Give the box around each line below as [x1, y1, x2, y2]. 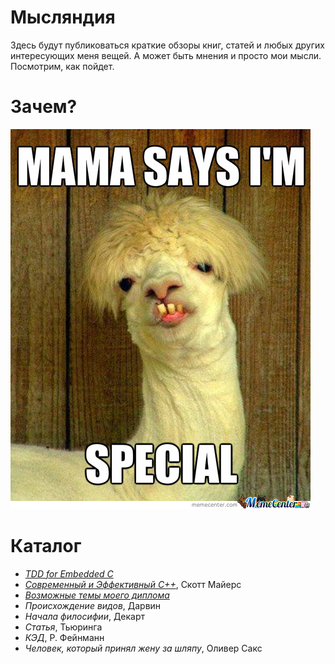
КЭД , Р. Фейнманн [24, 631, 105, 643]
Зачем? [10, 96, 78, 118]
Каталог [10, 535, 82, 558]
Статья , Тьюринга [24, 621, 103, 633]
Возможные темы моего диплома [24, 589, 170, 601]
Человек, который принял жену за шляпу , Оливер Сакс [24, 642, 263, 654]
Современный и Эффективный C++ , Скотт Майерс [24, 578, 242, 590]
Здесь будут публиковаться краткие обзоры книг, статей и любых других [10, 39, 325, 51]
